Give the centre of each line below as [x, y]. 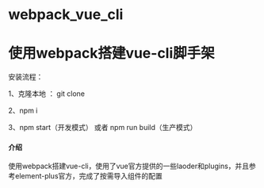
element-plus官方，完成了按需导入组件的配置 [88, 176]
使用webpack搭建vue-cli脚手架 [112, 54]
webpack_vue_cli [66, 15]
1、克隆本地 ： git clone [47, 94]
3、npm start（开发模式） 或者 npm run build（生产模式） [103, 128]
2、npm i [23, 111]
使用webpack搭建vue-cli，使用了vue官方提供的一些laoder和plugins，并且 [129, 166]
